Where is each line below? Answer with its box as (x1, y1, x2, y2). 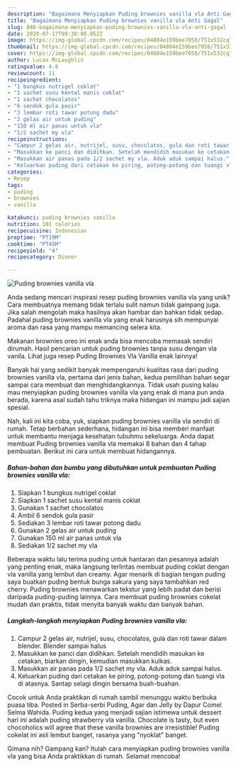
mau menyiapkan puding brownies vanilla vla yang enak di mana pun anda (7, 388, 225, 397)
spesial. (7, 403, 30, 411)
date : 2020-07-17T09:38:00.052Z (7, 30, 103, 38)
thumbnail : (7, 43, 40, 50)
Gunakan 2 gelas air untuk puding (17, 526, 117, 535)
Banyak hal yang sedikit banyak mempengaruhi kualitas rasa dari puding (7, 365, 219, 374)
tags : (7, 181, 23, 188)
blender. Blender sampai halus (17, 642, 106, 650)
